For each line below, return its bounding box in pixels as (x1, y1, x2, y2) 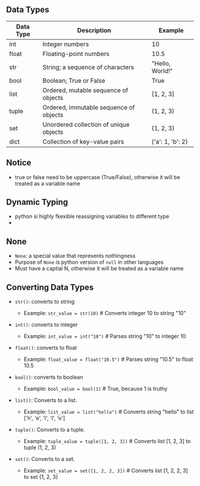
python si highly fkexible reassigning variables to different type (14, 213, 170, 220)
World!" (151, 67, 173, 75)
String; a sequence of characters (42, 63, 135, 71)
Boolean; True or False (42, 76, 105, 85)
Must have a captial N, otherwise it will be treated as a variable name (14, 265, 184, 272)
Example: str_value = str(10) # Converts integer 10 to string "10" (23, 310, 186, 317)
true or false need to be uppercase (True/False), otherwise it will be (14, 173, 180, 180)
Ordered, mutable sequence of (42, 86, 129, 94)
